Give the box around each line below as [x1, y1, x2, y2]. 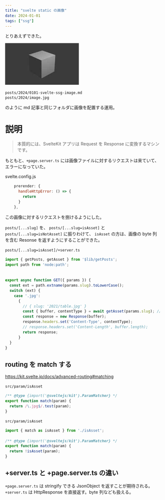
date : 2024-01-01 [5, 13, 41, 18]
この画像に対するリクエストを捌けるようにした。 [5, 214, 104, 220]
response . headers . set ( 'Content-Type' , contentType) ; [23, 320, 133, 324]
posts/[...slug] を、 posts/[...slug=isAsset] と [5, 224, 106, 230]
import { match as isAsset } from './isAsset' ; [5, 428, 105, 433]
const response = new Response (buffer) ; [23, 314, 107, 319]
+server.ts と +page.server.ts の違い [5, 469, 119, 477]
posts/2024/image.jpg [5, 95, 50, 101]
